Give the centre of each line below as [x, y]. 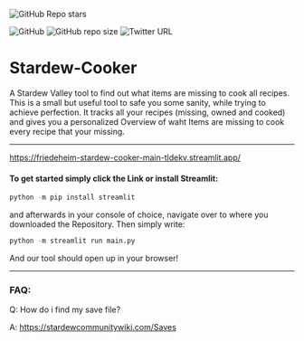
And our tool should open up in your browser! [94, 258]
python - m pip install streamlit [72, 198]
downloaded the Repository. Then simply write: [97, 224]
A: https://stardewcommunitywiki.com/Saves [93, 327]
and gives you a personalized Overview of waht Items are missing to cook [147, 121]
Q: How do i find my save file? [65, 310]
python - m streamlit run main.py [72, 241]
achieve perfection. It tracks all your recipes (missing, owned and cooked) [147, 112]
